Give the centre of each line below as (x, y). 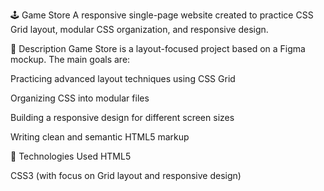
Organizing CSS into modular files (80, 98)
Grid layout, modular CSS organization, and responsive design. (139, 29)
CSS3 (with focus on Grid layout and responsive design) (126, 175)
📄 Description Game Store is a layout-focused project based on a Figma (158, 48)
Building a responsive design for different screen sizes (122, 117)
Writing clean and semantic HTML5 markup (100, 137)
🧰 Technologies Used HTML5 (71, 156)
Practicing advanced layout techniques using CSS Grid (123, 78)
